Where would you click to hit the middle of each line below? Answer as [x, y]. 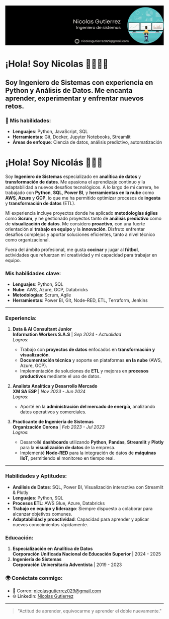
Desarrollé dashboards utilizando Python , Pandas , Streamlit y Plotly [92, 442]
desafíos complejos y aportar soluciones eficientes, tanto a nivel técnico [80, 234]
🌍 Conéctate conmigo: [34, 578]
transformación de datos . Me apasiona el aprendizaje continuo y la [75, 181]
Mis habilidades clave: [33, 273]
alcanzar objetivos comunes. [42, 514]
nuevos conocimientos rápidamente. [50, 524]
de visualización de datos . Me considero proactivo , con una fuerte [75, 224]
